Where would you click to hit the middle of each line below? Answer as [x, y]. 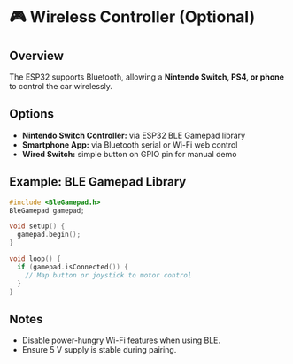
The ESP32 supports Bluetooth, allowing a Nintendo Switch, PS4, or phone [147, 77]
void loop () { [35, 259]
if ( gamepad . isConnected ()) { [73, 267]
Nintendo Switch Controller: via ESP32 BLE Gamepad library [134, 135]
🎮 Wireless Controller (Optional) [132, 17]
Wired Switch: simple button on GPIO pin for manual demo [129, 154]
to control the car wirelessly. [61, 86]
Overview [37, 55]
